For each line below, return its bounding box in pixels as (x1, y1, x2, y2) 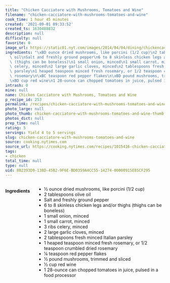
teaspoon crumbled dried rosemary (44, 245, 118, 252)
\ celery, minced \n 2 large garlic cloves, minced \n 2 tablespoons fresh (10, 64, 164, 69)
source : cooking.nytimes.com (5, 139, 67, 145)
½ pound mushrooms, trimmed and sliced (44, 256, 131, 262)
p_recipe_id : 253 (5, 97, 42, 102)
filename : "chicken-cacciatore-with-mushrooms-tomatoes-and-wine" (5, 12, 148, 17)
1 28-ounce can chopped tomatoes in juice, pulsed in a (44, 267, 158, 273)
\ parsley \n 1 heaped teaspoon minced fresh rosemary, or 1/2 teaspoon (10, 69, 162, 74)
